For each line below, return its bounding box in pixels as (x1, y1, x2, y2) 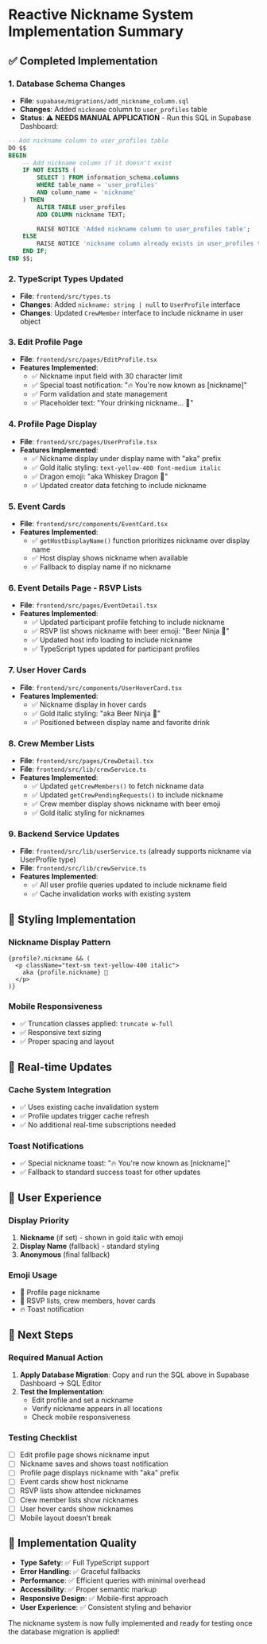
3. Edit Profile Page (8, 336, 83, 347)
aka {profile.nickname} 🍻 (22, 968, 109, 976)
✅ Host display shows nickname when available (31, 553, 188, 563)
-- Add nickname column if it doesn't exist (22, 159, 172, 167)
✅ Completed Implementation (8, 54, 158, 68)
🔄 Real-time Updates (8, 1060, 113, 1074)
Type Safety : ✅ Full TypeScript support (19, 1557, 149, 1567)
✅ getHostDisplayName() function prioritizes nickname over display (31, 536, 250, 545)
